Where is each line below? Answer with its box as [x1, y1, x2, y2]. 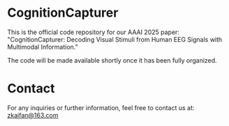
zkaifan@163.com [7, 111, 59, 119]
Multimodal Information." [7, 42, 78, 51]
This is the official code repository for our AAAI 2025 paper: [7, 28, 180, 36]
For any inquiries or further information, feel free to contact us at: [7, 103, 195, 112]
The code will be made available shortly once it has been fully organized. [7, 56, 218, 64]
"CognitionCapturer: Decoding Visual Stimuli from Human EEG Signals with [7, 35, 223, 43]
